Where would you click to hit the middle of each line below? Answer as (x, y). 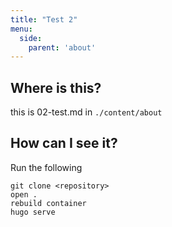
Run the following (46, 167)
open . (24, 194)
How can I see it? (64, 143)
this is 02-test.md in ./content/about (86, 112)
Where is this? (56, 87)
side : (31, 38)
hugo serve (33, 212)
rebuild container (48, 203)
